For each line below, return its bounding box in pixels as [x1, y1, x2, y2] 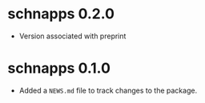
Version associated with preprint [18, 31, 127, 41]
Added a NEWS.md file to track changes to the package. [18, 85, 198, 95]
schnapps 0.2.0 [7, 5, 115, 23]
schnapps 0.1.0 [7, 59, 111, 77]
